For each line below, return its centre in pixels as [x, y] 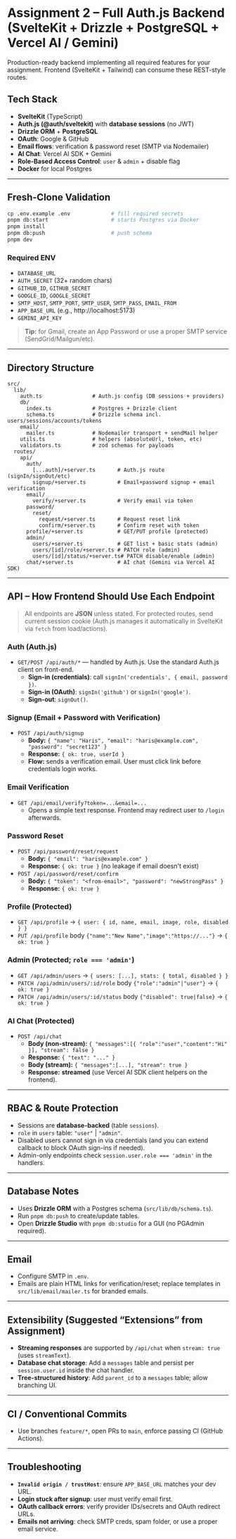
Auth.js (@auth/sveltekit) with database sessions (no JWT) [106, 124]
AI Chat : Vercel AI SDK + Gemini [64, 153]
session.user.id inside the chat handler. [76, 1370]
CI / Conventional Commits [67, 1414]
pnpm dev [20, 240]
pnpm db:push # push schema [80, 234]
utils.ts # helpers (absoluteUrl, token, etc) [111, 440]
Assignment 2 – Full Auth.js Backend [116, 13]
